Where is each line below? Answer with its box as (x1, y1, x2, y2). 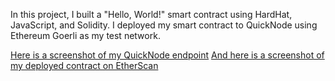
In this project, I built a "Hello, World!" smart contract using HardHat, (10, 9, 293, 20)
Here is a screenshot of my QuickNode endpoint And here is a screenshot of (10, 49, 325, 61)
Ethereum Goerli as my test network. (10, 30, 161, 41)
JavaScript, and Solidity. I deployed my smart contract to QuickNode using (10, 19, 318, 31)
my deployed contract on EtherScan (10, 60, 159, 71)
